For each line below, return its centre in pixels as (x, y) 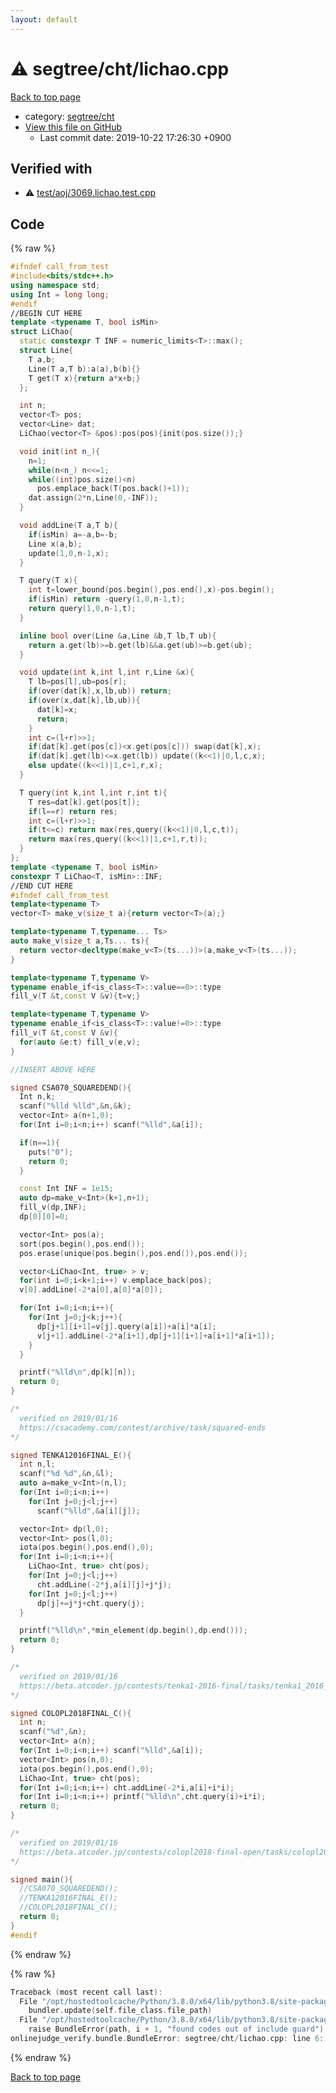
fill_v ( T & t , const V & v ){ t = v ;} (75, 996)
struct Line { (46, 351)
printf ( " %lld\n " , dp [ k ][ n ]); (78, 1372)
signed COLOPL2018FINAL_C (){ (71, 1713)
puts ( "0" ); (51, 1152)
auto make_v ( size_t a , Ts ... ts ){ (80, 941)
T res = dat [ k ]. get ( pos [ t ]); (84, 802)
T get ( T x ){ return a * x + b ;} (84, 378)
